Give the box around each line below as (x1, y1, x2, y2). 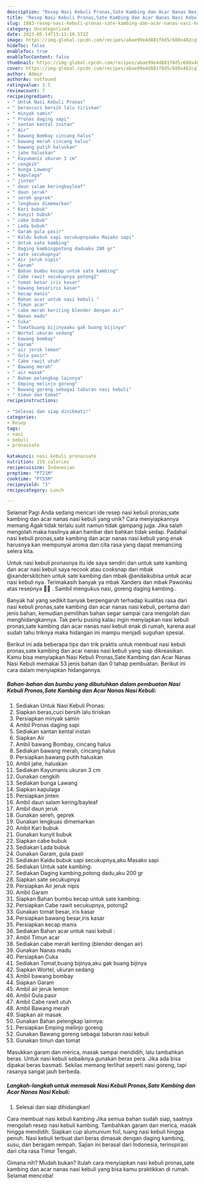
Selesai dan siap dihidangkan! (15, 1103, 90, 1111)
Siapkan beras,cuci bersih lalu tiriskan (15, 708, 111, 716)
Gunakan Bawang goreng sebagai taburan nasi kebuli (15, 1031, 150, 1038)
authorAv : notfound (7, 76, 56, 82)
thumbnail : (7, 59, 35, 65)
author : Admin (7, 71, 43, 77)
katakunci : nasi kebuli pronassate (7, 453, 97, 459)
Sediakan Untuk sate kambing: (15, 863, 93, 870)
